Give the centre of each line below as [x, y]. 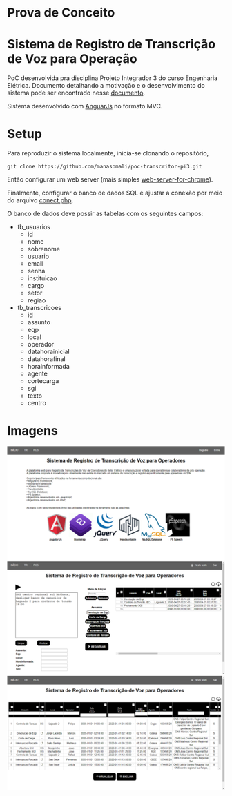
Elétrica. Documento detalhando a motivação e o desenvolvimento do [106, 86]
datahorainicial [49, 352]
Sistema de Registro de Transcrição [112, 45]
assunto [39, 322]
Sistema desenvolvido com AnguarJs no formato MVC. [85, 106]
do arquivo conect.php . [40, 200]
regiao [37, 300]
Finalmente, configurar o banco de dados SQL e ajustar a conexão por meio [115, 193]
